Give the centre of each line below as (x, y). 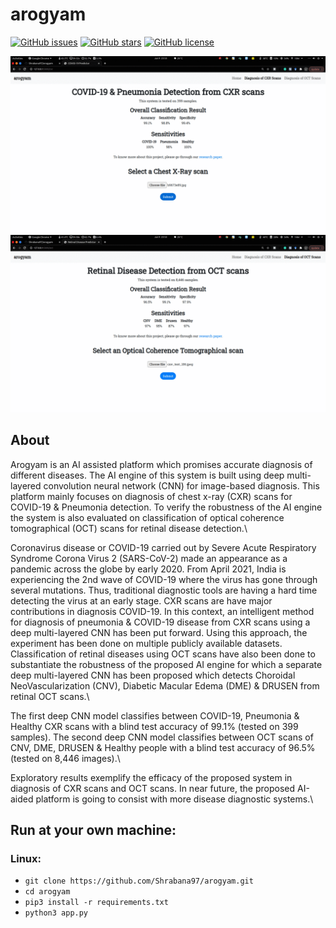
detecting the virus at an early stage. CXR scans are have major (141, 600)
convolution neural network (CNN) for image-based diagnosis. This (181, 485)
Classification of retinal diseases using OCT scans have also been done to (163, 654)
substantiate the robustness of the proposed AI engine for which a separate (166, 664)
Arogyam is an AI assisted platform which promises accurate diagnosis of (161, 464)
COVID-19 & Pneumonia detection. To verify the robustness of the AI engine (166, 507)
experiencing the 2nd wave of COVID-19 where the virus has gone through (164, 579)
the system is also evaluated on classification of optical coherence (147, 517)
